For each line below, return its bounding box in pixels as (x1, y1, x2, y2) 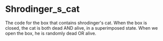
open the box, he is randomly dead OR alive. (5, 30, 96, 36)
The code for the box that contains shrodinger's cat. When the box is (5, 20, 147, 26)
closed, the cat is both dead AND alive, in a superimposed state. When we (5, 25, 158, 31)
